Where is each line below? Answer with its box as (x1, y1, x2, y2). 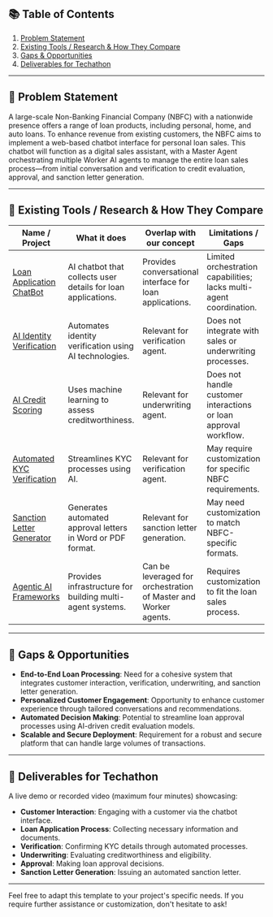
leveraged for (141, 571, 193, 582)
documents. (19, 833, 61, 843)
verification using (67, 340, 134, 352)
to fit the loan (206, 586, 258, 598)
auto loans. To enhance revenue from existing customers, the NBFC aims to (8, 129, 262, 139)
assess (67, 404, 95, 416)
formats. (206, 547, 239, 559)
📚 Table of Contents (8, 7, 115, 21)
